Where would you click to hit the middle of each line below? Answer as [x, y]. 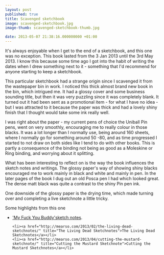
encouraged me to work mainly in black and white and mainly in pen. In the [81, 173]
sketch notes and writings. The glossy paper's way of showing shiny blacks [81, 168]
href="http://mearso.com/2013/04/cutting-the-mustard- [85, 239]
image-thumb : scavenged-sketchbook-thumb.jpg [52, 28]
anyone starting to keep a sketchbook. [44, 71]
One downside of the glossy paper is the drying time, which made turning [79, 193]
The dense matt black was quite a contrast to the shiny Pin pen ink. [73, 184]
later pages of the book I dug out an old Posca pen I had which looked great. [82, 178]
